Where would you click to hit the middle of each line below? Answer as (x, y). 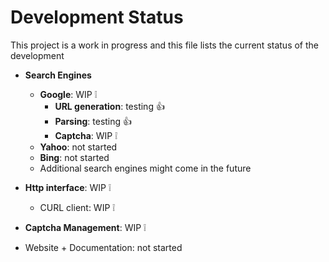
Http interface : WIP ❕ (68, 187)
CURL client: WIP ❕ (77, 207)
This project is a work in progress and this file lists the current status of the (164, 45)
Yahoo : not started (78, 147)
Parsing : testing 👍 (93, 121)
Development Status (97, 17)
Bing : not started (74, 157)
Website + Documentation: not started (103, 247)
